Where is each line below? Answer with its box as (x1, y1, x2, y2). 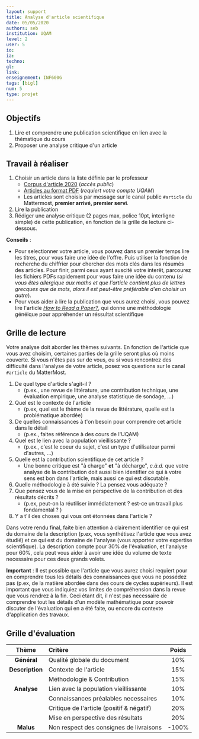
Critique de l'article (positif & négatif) (48, 704, 152, 712)
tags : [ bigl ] (6, 81, 38, 87)
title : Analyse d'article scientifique (6, 14, 105, 20)
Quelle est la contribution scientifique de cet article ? (14, 456, 144, 463)
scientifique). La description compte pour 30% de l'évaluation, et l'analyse (6, 543, 188, 550)
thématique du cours (14, 135, 66, 142)
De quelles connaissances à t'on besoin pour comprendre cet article (14, 418, 182, 426)
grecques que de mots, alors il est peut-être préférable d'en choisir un (14, 286, 187, 293)
